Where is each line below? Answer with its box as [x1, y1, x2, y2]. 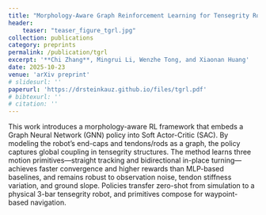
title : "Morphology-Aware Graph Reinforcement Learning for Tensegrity [8, 11, 249, 20]
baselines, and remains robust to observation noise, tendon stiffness [8, 172, 232, 182]
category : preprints [8, 41, 77, 49]
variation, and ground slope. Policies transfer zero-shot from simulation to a [8, 181, 255, 190]
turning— [211, 155, 242, 165]
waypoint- [204, 190, 238, 199]
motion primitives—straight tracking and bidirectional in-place [8, 155, 210, 165]
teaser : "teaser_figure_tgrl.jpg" [22, 26, 136, 34]
